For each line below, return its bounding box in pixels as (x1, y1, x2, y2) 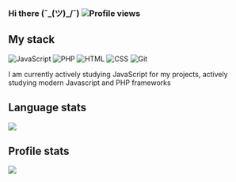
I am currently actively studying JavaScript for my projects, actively (8, 69, 228, 79)
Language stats (8, 101, 87, 114)
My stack (8, 33, 55, 46)
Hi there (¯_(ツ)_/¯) (8, 7, 80, 18)
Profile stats (8, 144, 70, 157)
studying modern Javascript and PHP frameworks (8, 78, 172, 87)
